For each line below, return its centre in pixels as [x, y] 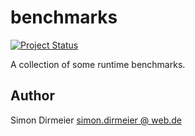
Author [32, 96]
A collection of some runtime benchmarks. [98, 64]
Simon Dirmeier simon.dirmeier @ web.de [96, 120]
